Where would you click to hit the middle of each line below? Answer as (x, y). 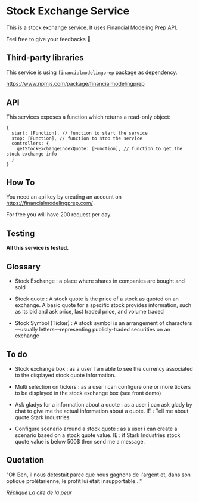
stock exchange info (32, 154)
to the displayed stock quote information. (65, 375)
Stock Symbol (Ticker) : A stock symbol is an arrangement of (90, 323)
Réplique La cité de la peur (39, 492)
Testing (21, 233)
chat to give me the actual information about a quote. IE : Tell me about (102, 411)
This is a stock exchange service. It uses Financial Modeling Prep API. (92, 27)
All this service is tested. (38, 248)
